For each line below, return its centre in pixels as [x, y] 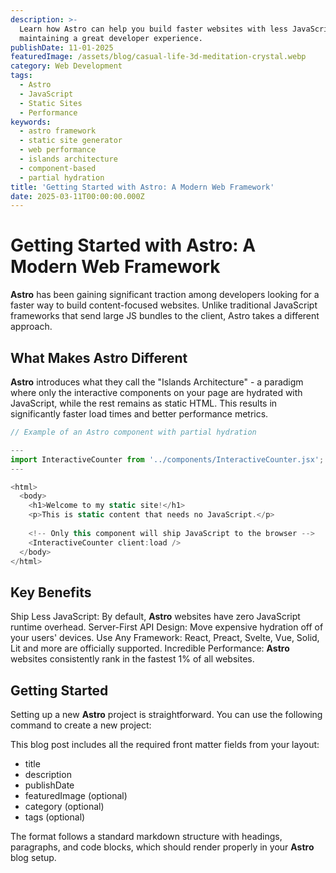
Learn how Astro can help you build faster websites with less [153, 29]
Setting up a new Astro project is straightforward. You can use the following [166, 714]
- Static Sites [51, 103]
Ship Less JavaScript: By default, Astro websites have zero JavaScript [155, 617]
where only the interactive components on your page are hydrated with [156, 392]
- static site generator [71, 141]
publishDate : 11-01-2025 [62, 47]
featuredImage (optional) [76, 795]
